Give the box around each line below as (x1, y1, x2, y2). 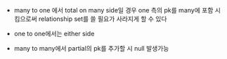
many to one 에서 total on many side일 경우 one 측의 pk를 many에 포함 (13, 6, 214, 14)
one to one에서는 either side (13, 30, 95, 37)
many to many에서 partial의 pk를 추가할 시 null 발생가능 (13, 44, 169, 52)
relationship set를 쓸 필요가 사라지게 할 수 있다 (38, 15, 167, 23)
